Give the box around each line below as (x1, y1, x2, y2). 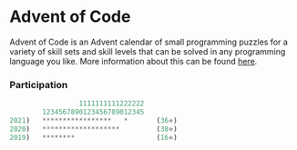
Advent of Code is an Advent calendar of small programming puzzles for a (9, 36, 289, 47)
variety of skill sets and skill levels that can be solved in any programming (9, 45, 286, 56)
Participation (9, 78, 68, 91)
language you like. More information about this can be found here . (9, 55, 258, 66)
